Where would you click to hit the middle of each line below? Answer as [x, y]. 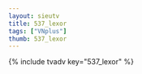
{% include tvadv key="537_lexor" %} [71, 62]
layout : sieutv [34, 16]
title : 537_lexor [38, 24]
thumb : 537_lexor [38, 39]
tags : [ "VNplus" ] [38, 31]
